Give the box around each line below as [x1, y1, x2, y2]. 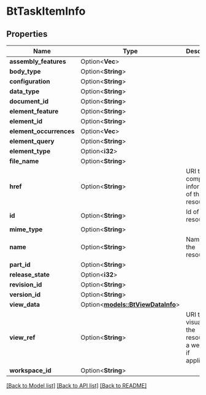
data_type [9, 87, 40, 96]
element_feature [9, 107, 59, 115]
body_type [9, 67, 41, 75]
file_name [9, 157, 39, 165]
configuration [9, 77, 50, 85]
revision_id [9, 280, 42, 289]
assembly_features [9, 57, 66, 66]
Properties [6, 29, 48, 39]
